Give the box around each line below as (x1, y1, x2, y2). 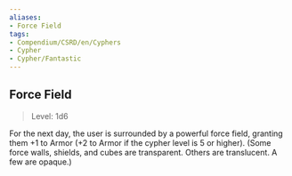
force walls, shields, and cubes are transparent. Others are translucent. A (9, 147, 278, 157)
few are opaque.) (9, 156, 73, 167)
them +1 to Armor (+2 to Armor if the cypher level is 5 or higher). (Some (9, 137, 272, 148)
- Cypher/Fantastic (9, 54, 82, 63)
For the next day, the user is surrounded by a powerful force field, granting (9, 128, 283, 139)
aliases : (9, 12, 42, 22)
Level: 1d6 (30, 110, 69, 121)
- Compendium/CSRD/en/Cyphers (9, 37, 122, 47)
